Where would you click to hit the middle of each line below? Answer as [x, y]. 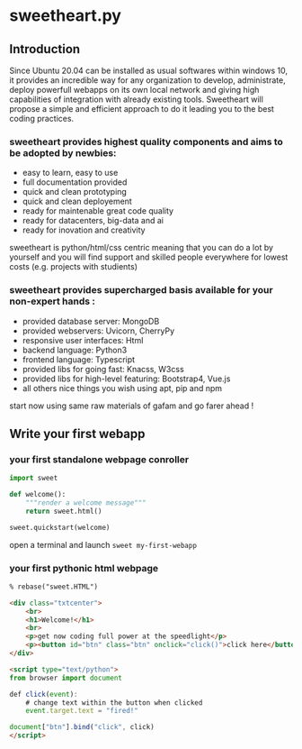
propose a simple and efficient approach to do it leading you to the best [142, 109]
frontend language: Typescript [79, 359]
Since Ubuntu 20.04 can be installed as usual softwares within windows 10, [149, 70]
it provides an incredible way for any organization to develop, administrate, [147, 80]
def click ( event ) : [44, 694]
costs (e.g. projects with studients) [73, 267]
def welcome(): [38, 495]
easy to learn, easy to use [70, 173]
